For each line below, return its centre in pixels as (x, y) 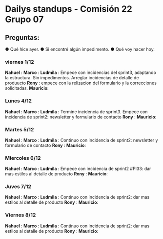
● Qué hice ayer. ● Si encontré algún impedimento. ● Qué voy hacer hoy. (80, 49)
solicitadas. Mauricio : (27, 88)
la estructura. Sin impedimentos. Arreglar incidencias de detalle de (72, 78)
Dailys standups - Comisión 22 (69, 9)
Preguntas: (22, 37)
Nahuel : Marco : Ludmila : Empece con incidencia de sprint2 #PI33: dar (78, 169)
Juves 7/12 (18, 187)
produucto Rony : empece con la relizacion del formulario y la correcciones (81, 83)
